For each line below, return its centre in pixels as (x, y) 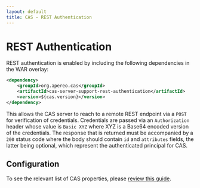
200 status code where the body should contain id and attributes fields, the (100, 139)
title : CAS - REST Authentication (49, 17)
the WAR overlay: (27, 70)
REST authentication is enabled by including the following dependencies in (98, 63)
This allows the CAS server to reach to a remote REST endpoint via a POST (96, 114)
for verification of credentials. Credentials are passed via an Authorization (98, 120)
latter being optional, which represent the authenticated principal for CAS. (97, 145)
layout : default (26, 12)
